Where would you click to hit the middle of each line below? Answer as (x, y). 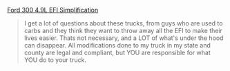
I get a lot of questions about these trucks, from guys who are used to (123, 23)
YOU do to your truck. (55, 60)
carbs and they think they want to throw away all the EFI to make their (123, 31)
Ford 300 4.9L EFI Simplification (53, 10)
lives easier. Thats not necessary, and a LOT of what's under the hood (124, 38)
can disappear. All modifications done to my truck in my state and (117, 45)
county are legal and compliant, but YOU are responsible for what (117, 52)
